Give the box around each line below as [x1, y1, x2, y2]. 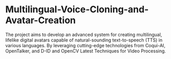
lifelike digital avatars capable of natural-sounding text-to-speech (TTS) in [5, 37, 163, 43]
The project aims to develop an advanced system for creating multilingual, [5, 31, 162, 37]
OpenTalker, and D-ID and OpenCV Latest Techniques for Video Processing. [5, 48, 166, 54]
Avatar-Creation [5, 14, 76, 26]
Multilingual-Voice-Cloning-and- [5, 4, 149, 15]
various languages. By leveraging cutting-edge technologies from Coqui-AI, [5, 42, 166, 48]
